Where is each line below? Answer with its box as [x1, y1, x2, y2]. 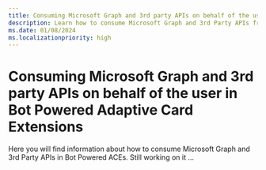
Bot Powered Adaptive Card [8, 101, 194, 119]
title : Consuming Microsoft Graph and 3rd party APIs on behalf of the [8, 11, 249, 20]
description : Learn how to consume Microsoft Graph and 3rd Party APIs [8, 19, 249, 27]
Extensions [8, 118, 84, 136]
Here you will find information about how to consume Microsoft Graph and [8, 144, 251, 154]
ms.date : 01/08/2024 [8, 26, 77, 34]
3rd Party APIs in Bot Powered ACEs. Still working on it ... [8, 153, 195, 162]
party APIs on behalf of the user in [8, 85, 238, 103]
